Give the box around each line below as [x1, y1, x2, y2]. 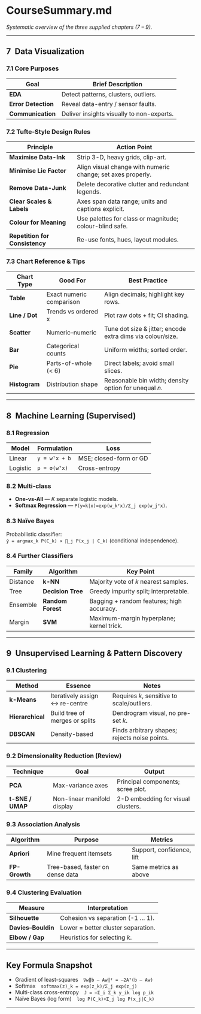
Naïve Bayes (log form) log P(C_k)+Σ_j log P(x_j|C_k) [14, 995, 155, 1003]
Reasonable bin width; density [104, 376, 189, 385]
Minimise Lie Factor [9, 166, 67, 174]
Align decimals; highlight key [104, 290, 185, 298]
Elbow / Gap [9, 933, 45, 941]
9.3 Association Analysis [6, 820, 81, 828]
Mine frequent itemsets [47, 849, 112, 858]
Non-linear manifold [53, 795, 111, 803]
